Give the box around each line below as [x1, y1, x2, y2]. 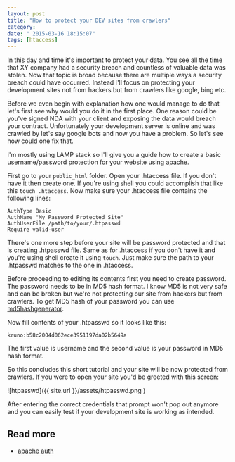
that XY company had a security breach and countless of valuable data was [7, 63, 226, 72]
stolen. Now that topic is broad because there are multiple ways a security [7, 71, 222, 80]
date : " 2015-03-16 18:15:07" [7, 30, 96, 37]
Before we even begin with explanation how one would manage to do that [7, 99, 220, 108]
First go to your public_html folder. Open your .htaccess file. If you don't [7, 172, 217, 180]
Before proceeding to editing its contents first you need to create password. [7, 275, 227, 283]
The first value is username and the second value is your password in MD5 [7, 344, 224, 353]
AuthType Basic [7, 208, 52, 215]
